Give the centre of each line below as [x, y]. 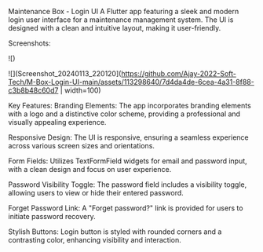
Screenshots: [29, 43]
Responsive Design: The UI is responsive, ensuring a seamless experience [128, 137]
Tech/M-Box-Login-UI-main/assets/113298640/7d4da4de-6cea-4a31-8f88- [131, 82]
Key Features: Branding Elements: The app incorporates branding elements [130, 106]
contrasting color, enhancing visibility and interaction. [95, 240]
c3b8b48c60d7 [33, 90]
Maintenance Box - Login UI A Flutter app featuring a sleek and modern [124, 11]
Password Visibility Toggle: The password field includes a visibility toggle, [128, 184]
